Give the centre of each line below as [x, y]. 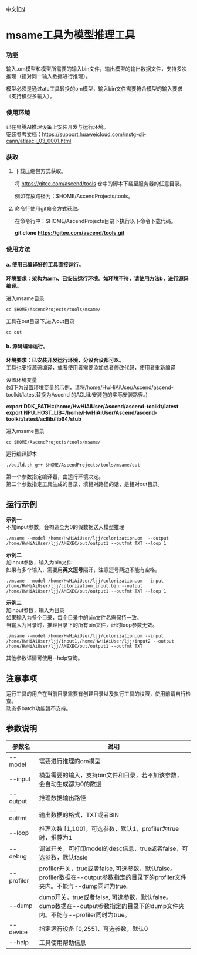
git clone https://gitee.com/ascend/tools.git [69, 233]
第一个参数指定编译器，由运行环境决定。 [55, 477]
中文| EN [16, 9]
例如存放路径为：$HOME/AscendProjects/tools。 [74, 196]
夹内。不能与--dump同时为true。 [86, 886]
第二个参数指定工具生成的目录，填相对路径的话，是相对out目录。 [84, 484]
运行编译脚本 [21, 454]
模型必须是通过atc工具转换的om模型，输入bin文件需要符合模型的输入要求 [94, 89]
